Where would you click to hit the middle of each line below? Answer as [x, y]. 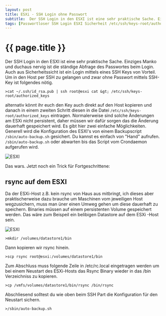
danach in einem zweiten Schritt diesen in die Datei [57, 110]
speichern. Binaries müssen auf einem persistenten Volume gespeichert [78, 209]
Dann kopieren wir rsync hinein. [38, 248]
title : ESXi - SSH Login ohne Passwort [46, 14]
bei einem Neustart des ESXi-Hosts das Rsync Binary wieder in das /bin [78, 271]
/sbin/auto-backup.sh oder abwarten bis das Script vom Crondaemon [76, 142]
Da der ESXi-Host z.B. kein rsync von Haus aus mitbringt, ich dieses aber [80, 194]
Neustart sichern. [23, 300]
